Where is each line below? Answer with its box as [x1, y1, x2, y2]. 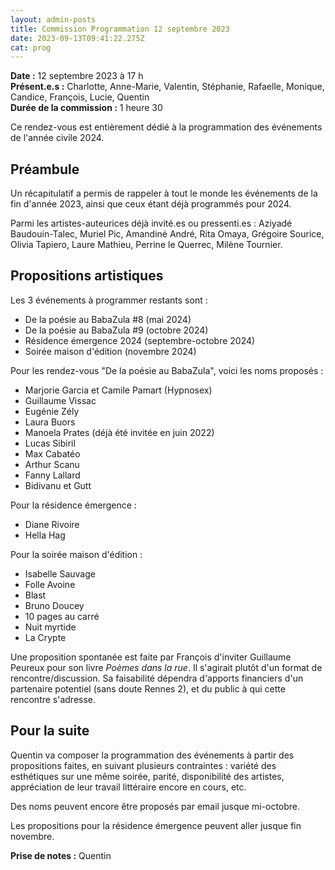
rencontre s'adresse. [10, 693, 97, 705]
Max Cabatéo [24, 447, 81, 460]
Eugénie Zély [24, 405, 80, 417]
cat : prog [10, 42, 52, 53]
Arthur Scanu [24, 458, 80, 470]
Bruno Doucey [24, 599, 85, 611]
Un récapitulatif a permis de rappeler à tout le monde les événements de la [10, 187, 318, 200]
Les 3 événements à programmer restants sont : [10, 294, 208, 306]
